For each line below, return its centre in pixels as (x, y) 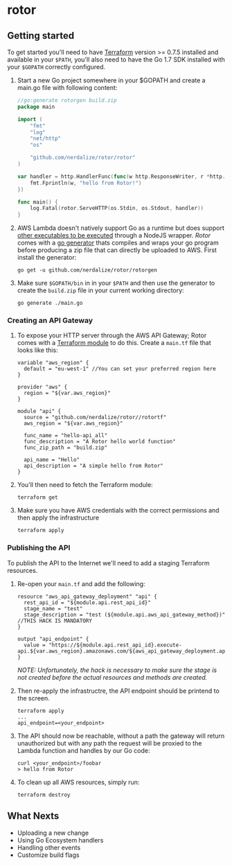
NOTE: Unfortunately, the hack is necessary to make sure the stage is (117, 670)
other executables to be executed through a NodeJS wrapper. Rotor (114, 236)
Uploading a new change (53, 833)
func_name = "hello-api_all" (66, 436)
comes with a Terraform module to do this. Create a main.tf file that (114, 343)
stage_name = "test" (53, 608)
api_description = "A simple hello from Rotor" (94, 466)
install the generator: (47, 258)
